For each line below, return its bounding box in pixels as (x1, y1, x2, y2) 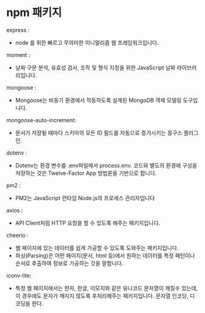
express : (6, 26, 30, 34)
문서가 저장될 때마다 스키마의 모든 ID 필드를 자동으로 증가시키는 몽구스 (15, 129, 182, 136)
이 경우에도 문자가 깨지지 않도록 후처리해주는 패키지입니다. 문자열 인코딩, (15, 292, 188, 299)
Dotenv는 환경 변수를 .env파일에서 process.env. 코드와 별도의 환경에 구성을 (15, 161, 198, 169)
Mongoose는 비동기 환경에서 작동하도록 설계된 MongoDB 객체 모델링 (15, 96, 182, 104)
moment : (6, 51, 31, 58)
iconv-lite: (6, 271, 32, 279)
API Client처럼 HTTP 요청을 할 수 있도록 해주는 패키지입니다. (15, 219, 160, 226)
